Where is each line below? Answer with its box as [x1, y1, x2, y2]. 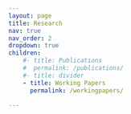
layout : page [8, 11, 52, 20]
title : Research [8, 19, 63, 27]
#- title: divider [23, 71, 84, 79]
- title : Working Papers [23, 79, 106, 87]
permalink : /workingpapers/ [29, 86, 125, 95]
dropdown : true [8, 42, 59, 50]
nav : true [8, 26, 42, 35]
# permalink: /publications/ [23, 64, 125, 72]
